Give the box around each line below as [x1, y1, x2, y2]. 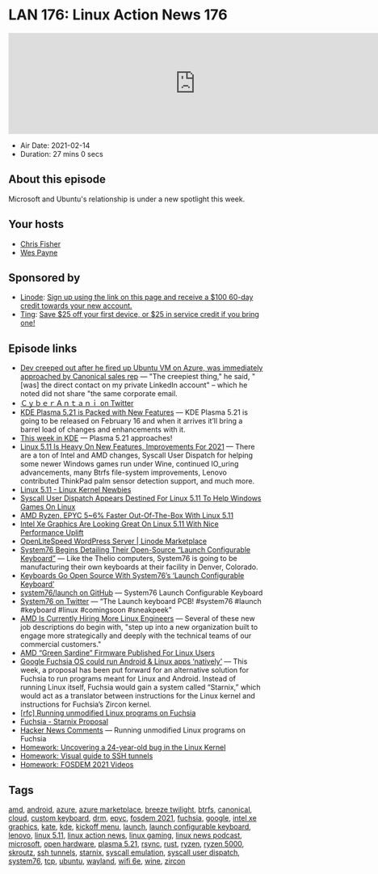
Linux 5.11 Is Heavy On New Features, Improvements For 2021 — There [19, 442, 255, 452]
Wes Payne [19, 247, 58, 257]
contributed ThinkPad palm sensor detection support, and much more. [19, 476, 255, 486]
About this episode [8, 172, 107, 187]
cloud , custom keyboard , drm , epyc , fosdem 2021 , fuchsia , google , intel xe [8, 813, 257, 822]
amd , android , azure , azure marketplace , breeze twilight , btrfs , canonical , [8, 804, 253, 814]
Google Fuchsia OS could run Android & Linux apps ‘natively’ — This [19, 657, 248, 666]
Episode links [8, 341, 78, 355]
